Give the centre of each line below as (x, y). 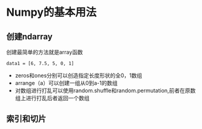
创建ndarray (29, 36)
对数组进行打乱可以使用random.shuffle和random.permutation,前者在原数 (105, 90)
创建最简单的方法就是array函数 (45, 52)
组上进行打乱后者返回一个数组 (52, 98)
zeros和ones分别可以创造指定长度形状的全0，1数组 (79, 75)
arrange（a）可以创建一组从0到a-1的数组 (66, 83)
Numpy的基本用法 (51, 12)
